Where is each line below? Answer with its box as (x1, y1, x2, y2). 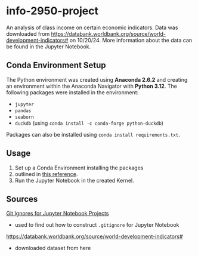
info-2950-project (6, 4, 98, 18)
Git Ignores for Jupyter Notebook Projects (6, 210, 109, 217)
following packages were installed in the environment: (6, 88, 139, 96)
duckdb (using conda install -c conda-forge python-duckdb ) (14, 119, 164, 127)
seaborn (14, 114, 34, 120)
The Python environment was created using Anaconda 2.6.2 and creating (6, 76, 188, 83)
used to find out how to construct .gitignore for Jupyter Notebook (14, 221, 180, 229)
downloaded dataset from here (14, 245, 91, 252)
